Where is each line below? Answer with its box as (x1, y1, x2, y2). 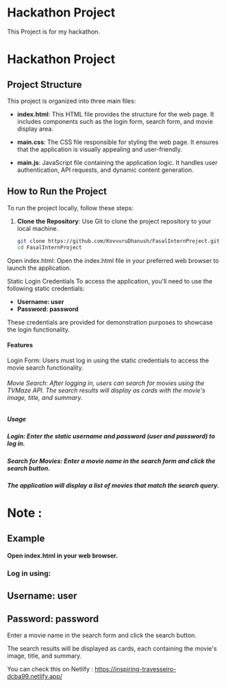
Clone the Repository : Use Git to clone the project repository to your (16, 217, 212, 225)
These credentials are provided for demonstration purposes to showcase (7, 318, 214, 326)
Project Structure (7, 79, 82, 90)
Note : (7, 505, 42, 521)
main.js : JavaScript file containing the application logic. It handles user (16, 158, 218, 166)
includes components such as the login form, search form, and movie (16, 117, 214, 125)
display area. (16, 125, 53, 133)
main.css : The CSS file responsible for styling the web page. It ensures (16, 138, 219, 146)
